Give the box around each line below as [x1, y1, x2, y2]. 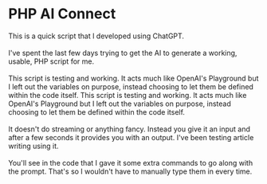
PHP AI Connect [8, 5, 116, 23]
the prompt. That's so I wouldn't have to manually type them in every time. [8, 166, 253, 176]
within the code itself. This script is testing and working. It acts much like [8, 90, 247, 100]
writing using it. [8, 141, 59, 151]
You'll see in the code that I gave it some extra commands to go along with [8, 158, 253, 167]
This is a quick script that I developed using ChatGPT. [8, 31, 185, 41]
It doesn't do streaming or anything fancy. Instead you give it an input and [8, 124, 251, 134]
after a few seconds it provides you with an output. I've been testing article [8, 132, 254, 142]
